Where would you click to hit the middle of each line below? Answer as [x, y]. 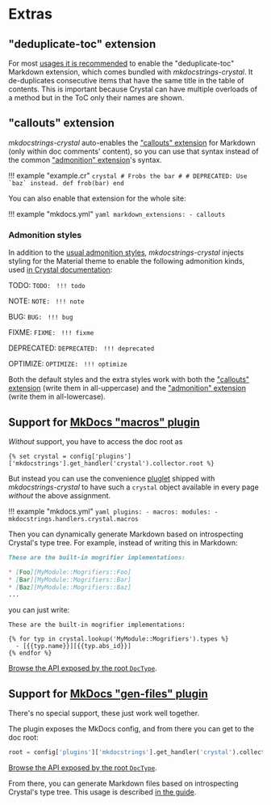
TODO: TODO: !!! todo [47, 286]
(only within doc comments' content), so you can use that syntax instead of [134, 151]
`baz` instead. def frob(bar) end [67, 183]
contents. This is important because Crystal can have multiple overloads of [133, 89]
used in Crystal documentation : [60, 270]
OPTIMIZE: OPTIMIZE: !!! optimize [68, 364]
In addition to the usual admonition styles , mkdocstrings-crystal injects [126, 252]
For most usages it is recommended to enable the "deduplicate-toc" [121, 63]
